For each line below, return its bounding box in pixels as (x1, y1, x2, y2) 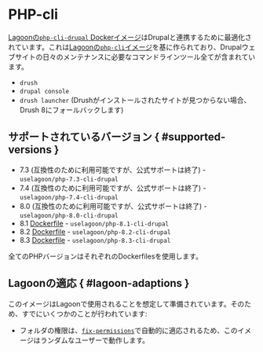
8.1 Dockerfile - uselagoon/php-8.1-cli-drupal (19, 218, 170, 228)
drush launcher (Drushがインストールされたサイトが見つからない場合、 (19, 95, 251, 104)
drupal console (19, 87, 70, 95)
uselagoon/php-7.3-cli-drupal (19, 175, 119, 183)
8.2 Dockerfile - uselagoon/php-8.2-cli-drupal (19, 226, 171, 236)
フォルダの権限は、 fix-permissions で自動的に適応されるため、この (19, 325, 238, 335)
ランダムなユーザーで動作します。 (40, 335, 149, 345)
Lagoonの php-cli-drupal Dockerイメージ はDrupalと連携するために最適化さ (8, 32, 253, 42)
